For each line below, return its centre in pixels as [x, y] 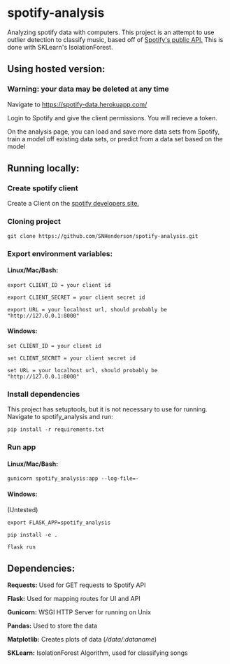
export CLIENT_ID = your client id [59, 285]
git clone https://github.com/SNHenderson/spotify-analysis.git [103, 236]
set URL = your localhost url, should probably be [82, 370]
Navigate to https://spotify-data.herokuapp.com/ [77, 104]
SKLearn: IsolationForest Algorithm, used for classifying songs [98, 653]
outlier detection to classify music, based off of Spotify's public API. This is [115, 39]
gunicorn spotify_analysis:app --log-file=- [73, 479]
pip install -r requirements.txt [56, 430]
